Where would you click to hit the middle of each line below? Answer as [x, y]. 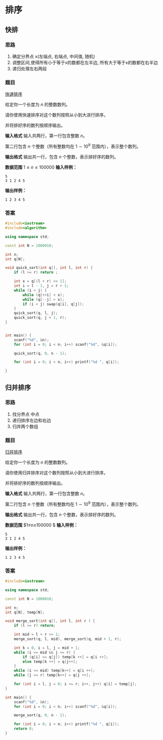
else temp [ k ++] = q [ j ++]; [50, 662]
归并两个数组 [25, 426]
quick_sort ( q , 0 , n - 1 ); [40, 353]
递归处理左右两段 [29, 69]
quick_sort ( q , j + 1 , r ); [40, 318]
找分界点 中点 [26, 414]
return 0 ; [24, 729]
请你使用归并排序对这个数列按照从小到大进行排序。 [57, 473]
